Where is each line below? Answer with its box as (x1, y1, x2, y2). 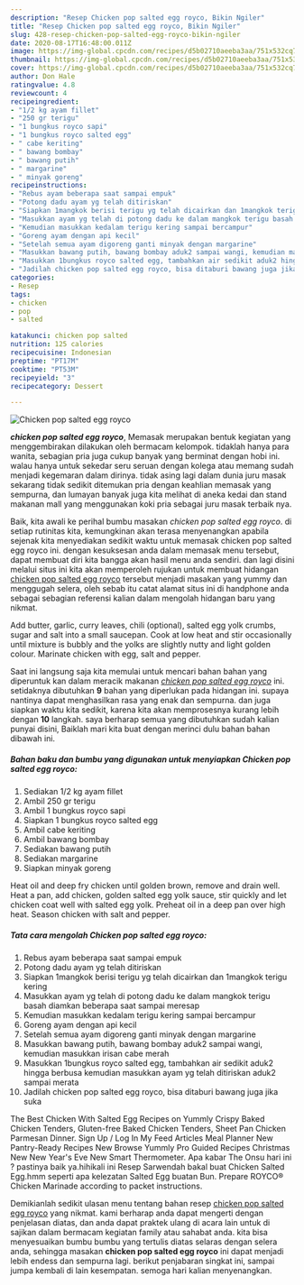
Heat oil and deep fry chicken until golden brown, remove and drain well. (10, 880, 281, 891)
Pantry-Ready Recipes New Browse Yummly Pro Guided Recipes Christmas (10, 1143, 290, 1153)
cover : (10, 64, 35, 73)
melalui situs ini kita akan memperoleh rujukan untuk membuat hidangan (10, 564, 279, 575)
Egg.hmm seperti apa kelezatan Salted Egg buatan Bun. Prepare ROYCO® (10, 1171, 284, 1182)
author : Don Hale (10, 72, 76, 81)
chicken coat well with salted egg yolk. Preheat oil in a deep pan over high (10, 899, 286, 911)
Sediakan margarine (23, 853, 98, 864)
